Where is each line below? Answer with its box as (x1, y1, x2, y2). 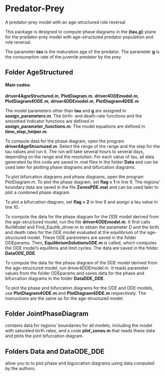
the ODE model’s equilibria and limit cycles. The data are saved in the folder (5, 245, 159, 251)
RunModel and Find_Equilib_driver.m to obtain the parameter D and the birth (5, 224, 159, 230)
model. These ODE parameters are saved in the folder (27, 234, 136, 240)
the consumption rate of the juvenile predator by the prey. (5, 54, 122, 59)
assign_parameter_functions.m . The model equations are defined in (5, 123, 145, 129)
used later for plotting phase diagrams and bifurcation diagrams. (5, 164, 136, 170)
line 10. (5, 204, 20, 210)
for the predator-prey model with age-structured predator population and (5, 34, 154, 40)
